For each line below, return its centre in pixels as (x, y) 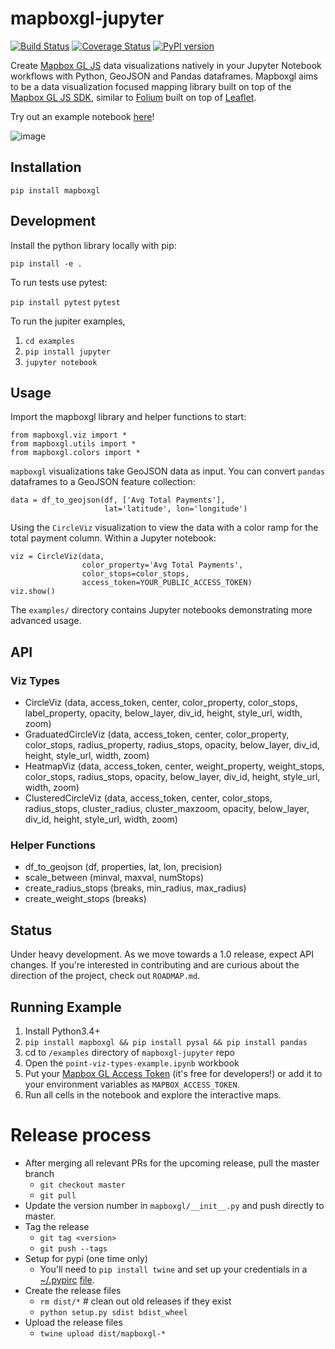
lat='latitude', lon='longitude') (176, 509)
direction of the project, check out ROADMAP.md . (105, 976)
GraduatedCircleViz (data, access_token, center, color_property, (157, 734)
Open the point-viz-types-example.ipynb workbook (132, 1063)
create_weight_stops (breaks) (85, 899)
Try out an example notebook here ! (82, 116)
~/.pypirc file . (67, 1279)
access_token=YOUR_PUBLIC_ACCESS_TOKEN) (167, 583)
